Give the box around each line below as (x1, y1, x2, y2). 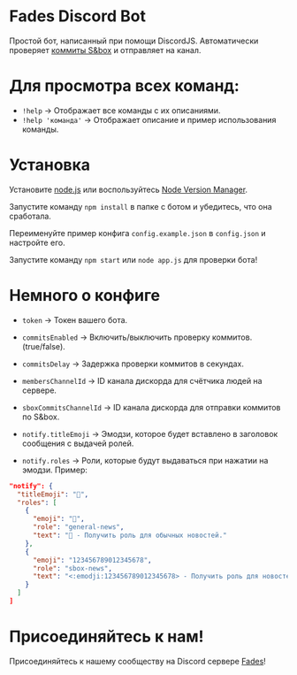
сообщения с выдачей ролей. (21, 438, 134, 449)
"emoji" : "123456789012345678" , (32, 556, 152, 564)
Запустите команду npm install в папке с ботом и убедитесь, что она (9, 201, 272, 211)
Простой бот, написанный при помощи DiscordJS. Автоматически (9, 35, 259, 46)
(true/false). (21, 341, 66, 351)
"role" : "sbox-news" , (32, 564, 113, 572)
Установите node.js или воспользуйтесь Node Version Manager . (9, 184, 248, 195)
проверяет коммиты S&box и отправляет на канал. (9, 44, 202, 55)
